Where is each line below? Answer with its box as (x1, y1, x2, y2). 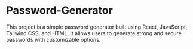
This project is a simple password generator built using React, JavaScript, (6, 23, 188, 30)
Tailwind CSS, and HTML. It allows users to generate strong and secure (6, 29, 182, 36)
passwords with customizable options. (6, 36, 101, 43)
